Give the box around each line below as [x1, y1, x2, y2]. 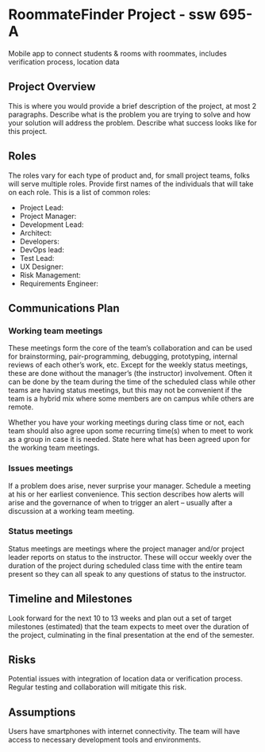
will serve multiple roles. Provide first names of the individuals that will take [8, 178, 254, 188]
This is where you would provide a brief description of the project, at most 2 [8, 101, 257, 110]
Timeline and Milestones [8, 593, 132, 606]
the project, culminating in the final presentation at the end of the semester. [8, 630, 255, 639]
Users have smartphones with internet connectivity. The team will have [8, 727, 240, 736]
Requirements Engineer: [19, 278, 99, 288]
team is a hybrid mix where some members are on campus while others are [8, 394, 255, 404]
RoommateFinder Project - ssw [8, 6, 217, 24]
